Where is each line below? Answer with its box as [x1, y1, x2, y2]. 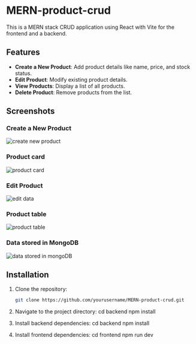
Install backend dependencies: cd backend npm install [14, 319, 150, 327]
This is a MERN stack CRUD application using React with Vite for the [6, 23, 175, 31]
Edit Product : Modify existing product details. [14, 76, 128, 83]
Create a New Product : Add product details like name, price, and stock [14, 63, 191, 70]
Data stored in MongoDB [6, 238, 79, 247]
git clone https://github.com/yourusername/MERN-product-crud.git [14, 297, 185, 303]
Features [6, 47, 40, 58]
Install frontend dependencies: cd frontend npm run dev [14, 331, 154, 339]
